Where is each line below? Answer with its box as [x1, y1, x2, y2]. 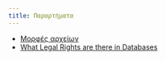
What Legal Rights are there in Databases [19, 42, 158, 52]
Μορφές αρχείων [19, 34, 79, 43]
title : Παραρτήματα [8, 11, 74, 20]
